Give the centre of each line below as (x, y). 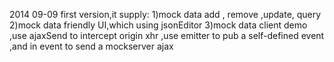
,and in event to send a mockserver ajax (91, 46)
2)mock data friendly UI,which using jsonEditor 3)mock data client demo (158, 25)
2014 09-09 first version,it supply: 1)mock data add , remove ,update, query (165, 14)
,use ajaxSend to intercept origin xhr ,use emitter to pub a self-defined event (167, 35)
